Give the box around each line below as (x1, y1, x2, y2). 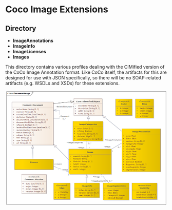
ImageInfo (12, 43, 35, 49)
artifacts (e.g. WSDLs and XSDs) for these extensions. (5, 80, 120, 86)
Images (12, 54, 29, 60)
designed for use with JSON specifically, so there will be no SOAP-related (5, 75, 162, 80)
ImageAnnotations (12, 37, 54, 44)
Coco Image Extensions (5, 4, 109, 15)
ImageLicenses (12, 49, 46, 54)
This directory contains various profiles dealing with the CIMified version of (5, 64, 165, 70)
